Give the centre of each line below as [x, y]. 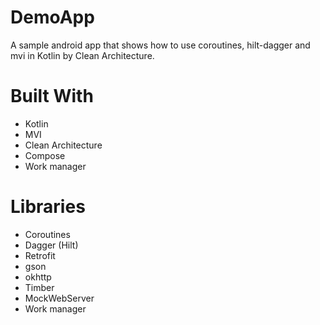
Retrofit [40, 255]
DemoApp [52, 17]
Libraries [48, 207]
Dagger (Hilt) [51, 245]
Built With [52, 96]
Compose [45, 155]
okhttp [38, 277]
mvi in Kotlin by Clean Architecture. [82, 55]
